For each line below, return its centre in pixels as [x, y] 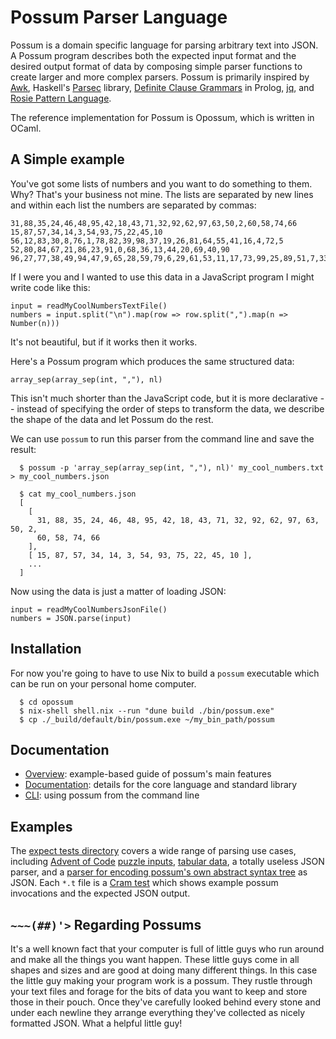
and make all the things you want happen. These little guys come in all [155, 959]
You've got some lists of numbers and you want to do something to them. [161, 183]
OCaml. [26, 128]
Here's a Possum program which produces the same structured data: [152, 361]
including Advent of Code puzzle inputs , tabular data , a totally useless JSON [167, 862]
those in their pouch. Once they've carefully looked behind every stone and [165, 1002]
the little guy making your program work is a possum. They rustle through [161, 980]
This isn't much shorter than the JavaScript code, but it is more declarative [164, 398]
